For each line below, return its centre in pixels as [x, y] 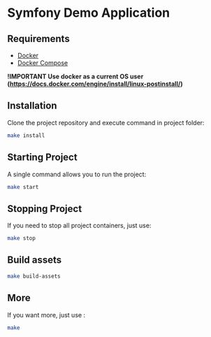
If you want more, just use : [46, 315]
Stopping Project [45, 209]
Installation [32, 106]
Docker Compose [43, 63]
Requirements [38, 39]
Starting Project [43, 158]
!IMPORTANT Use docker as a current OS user [75, 76]
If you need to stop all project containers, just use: [79, 226]
